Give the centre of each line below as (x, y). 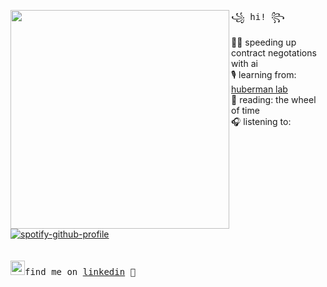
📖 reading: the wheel (274, 99)
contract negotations (274, 53)
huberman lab (259, 89)
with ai (244, 63)
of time (245, 110)
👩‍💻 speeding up (264, 42)
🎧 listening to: (261, 121)
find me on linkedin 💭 (80, 271)
